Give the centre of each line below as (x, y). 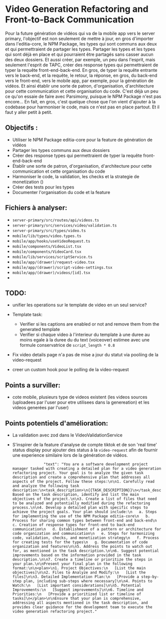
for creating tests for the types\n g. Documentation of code (80, 542)
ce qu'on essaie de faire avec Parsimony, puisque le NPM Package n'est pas (83, 96)
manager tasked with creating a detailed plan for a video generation (87, 469)
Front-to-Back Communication (70, 20)
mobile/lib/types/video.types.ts (47, 236)
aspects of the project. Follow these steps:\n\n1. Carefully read (83, 481)
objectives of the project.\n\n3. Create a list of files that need (84, 499)
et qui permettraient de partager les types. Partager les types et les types (80, 49)
